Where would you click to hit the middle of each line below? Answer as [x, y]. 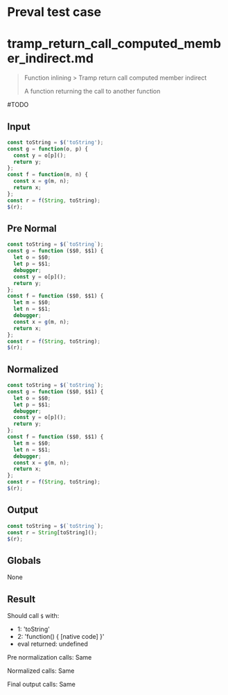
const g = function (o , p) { [48, 149]
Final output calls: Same [42, 684]
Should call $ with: [33, 616]
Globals [24, 560]
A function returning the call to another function [92, 92]
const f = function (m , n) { [48, 175]
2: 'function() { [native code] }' [61, 636]
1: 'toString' [33, 629]
